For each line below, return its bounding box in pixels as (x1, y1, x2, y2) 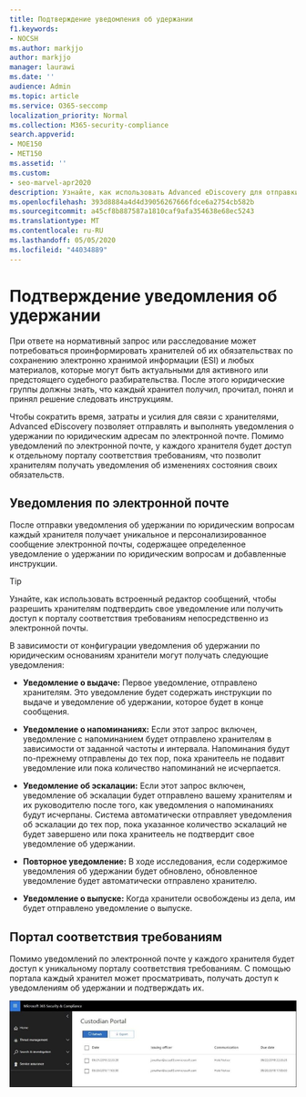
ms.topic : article (9, 91, 79, 100)
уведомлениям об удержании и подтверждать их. (9, 982, 205, 993)
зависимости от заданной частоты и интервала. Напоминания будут (22, 743, 290, 754)
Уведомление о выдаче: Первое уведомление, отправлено (22, 677, 258, 688)
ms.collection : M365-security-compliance (9, 120, 169, 129)
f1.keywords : (9, 24, 59, 34)
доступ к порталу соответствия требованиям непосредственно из (9, 613, 269, 624)
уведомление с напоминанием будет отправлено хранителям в (22, 733, 272, 744)
